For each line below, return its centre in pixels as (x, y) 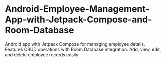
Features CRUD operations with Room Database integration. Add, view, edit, (83, 49)
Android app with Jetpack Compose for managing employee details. (75, 44)
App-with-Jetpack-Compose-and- (79, 20)
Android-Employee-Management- (77, 9)
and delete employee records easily (42, 55)
